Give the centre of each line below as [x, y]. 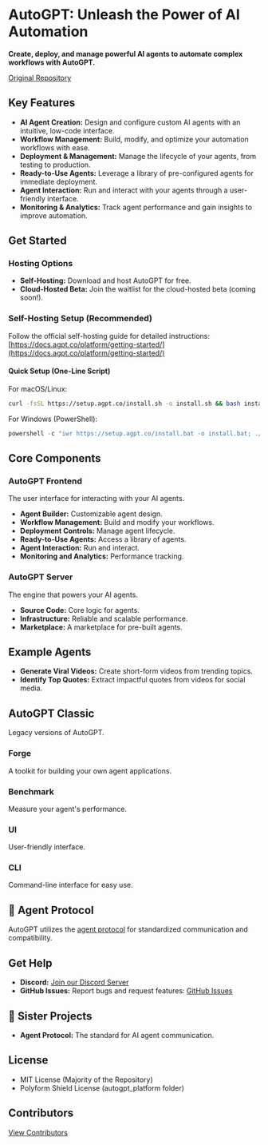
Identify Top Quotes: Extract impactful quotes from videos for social [132, 680]
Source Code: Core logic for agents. [79, 610]
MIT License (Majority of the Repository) [86, 1079]
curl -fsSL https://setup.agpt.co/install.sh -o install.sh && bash [124, 404]
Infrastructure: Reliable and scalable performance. [104, 618]
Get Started [37, 241]
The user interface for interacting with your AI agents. [97, 499]
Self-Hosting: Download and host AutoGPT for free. [105, 280]
